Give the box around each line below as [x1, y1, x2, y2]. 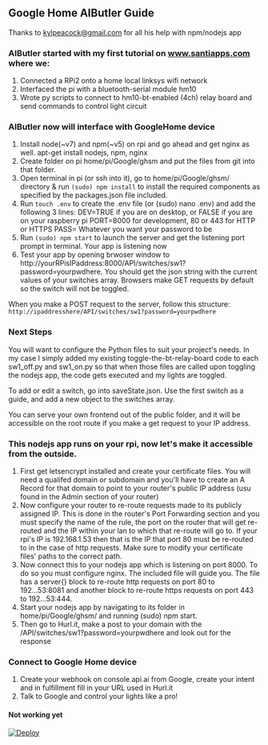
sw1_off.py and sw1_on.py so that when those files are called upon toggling [8, 362, 256, 371]
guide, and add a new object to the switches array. [8, 394, 175, 403]
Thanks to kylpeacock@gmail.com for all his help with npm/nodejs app [8, 27, 242, 37]
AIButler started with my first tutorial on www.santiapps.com [8, 47, 250, 58]
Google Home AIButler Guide [8, 6, 154, 20]
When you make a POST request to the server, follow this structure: [8, 299, 230, 309]
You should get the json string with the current [104, 267, 258, 277]
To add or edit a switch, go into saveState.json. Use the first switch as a [8, 386, 244, 395]
